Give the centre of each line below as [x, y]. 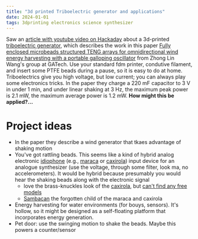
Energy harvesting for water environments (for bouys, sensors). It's [97, 205]
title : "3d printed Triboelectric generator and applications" [86, 12]
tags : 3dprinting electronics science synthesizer [70, 22]
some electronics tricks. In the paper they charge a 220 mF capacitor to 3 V [98, 83]
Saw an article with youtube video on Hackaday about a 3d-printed [88, 40]
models [33, 192]
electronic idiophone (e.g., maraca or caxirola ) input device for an [95, 161]
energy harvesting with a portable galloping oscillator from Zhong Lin [90, 58]
